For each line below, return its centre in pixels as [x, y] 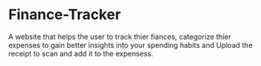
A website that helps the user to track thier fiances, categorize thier [120, 37]
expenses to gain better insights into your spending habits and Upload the [130, 45]
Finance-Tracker [65, 15]
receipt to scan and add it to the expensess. [81, 53]
